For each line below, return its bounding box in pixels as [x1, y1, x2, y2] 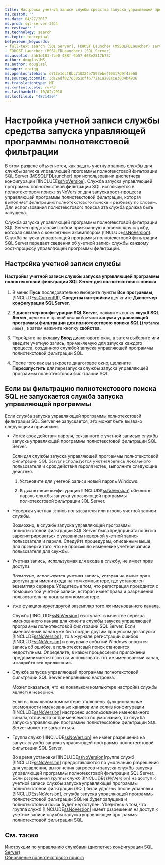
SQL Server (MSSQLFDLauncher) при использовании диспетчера [5, 173, 141, 179]
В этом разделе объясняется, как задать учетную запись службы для [5, 163, 152, 169]
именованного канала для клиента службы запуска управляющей [12, 618, 152, 624]
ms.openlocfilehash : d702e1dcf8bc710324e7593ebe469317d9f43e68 [5, 71, 137, 76]
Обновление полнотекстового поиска [5, 855, 84, 861]
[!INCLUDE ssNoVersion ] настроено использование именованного [12, 709, 150, 715]
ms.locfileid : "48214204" [5, 94, 58, 99]
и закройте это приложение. [12, 660, 72, 665]
